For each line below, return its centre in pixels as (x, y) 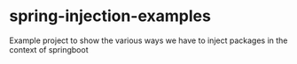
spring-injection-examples (110, 16)
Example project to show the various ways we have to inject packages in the (148, 40)
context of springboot (49, 49)
